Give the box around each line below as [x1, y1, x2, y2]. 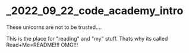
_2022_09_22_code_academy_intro [6, 4, 184, 18]
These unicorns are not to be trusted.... [6, 24, 102, 31]
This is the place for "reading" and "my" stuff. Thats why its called [6, 35, 168, 42]
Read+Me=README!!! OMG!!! [6, 41, 78, 48]
